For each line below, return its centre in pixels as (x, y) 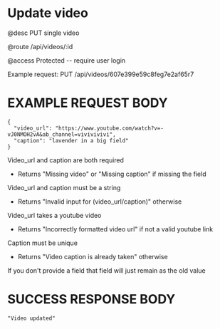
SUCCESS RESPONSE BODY (91, 299)
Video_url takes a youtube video (54, 215)
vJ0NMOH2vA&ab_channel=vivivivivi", (62, 134)
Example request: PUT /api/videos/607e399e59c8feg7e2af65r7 (101, 74)
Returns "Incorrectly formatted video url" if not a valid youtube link (115, 229)
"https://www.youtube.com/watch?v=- (109, 128)
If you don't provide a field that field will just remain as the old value (107, 270)
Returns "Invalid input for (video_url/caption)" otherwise (100, 202)
